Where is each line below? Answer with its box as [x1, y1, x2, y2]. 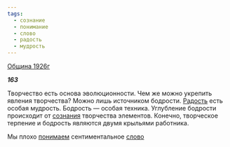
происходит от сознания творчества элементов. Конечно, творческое [7, 111, 219, 120]
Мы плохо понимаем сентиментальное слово [7, 132, 144, 141]
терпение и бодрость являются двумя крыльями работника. [7, 119, 189, 127]
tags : [7, 10, 23, 17]
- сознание [13, 17, 46, 24]
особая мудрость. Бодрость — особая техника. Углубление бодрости [7, 104, 217, 112]
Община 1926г [7, 62, 50, 70]
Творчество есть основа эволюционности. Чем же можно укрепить [7, 89, 212, 97]
